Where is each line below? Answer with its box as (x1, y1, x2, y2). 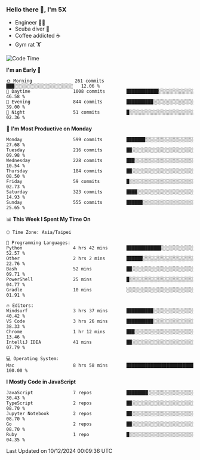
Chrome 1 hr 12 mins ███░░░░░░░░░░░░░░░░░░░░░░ (6, 329, 194, 335)
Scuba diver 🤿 (14, 25, 50, 32)
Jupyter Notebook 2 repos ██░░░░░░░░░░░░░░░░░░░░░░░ (6, 411, 194, 417)
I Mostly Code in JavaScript (6, 378, 76, 385)
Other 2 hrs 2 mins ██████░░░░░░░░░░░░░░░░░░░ (6, 255, 194, 262)
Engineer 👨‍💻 (14, 19, 46, 26)
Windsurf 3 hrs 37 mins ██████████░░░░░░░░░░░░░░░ (6, 308, 194, 314)
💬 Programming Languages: (6, 240, 70, 246)
